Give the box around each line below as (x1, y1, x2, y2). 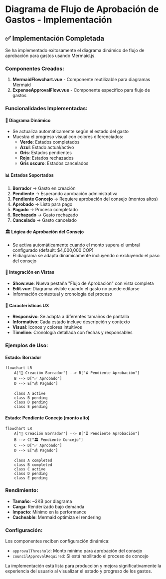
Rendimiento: (5, 487, 38, 494)
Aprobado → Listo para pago (12, 201, 73, 207)
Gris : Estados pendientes (19, 150, 72, 156)
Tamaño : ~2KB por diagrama (12, 498, 72, 504)
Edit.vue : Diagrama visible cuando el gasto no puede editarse (12, 286, 140, 292)
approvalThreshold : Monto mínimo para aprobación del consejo (12, 548, 143, 554)
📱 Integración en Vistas (5, 269, 55, 275)
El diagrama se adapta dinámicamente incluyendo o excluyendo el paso (12, 252, 160, 258)
